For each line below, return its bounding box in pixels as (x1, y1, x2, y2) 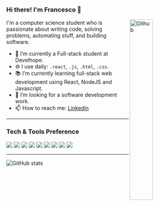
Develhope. (14, 57, 44, 64)
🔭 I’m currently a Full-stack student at (14, 50, 108, 57)
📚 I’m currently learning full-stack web (14, 69, 113, 77)
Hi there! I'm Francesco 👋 (6, 5, 82, 14)
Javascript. (14, 85, 43, 92)
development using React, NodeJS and (14, 79, 113, 86)
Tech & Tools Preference (6, 127, 79, 136)
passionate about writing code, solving (6, 25, 102, 33)
